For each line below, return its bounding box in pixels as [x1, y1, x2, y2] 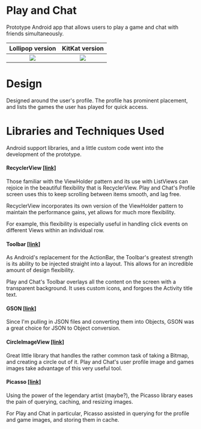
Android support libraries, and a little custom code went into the [6, 144, 164, 151]
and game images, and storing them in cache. [6, 416, 119, 423]
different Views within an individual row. [6, 227, 105, 234]
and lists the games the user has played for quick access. [6, 103, 149, 110]
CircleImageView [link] [6, 338, 64, 346]
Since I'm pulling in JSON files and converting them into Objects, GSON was [6, 318, 194, 326]
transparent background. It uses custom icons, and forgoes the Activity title [6, 285, 193, 292]
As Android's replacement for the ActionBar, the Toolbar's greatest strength [6, 254, 193, 261]
